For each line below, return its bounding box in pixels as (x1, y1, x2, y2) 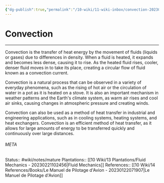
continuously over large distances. (5, 130, 75, 136)
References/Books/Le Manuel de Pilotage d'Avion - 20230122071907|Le (5, 167, 150, 173)
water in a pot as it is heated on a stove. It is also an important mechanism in (5, 90, 159, 95)
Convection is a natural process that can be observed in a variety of (5, 79, 142, 85)
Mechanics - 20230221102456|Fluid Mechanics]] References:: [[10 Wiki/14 (5, 162, 155, 168)
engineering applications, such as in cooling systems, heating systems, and (5, 114, 157, 120)
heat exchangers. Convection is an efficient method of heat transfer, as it (5, 120, 152, 126)
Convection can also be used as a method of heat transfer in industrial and (5, 110, 155, 115)
